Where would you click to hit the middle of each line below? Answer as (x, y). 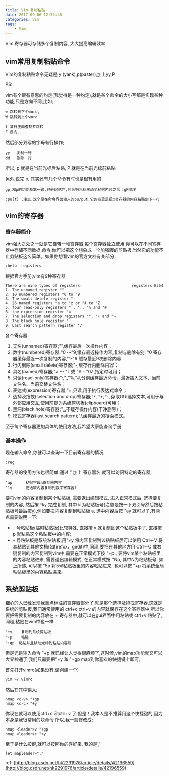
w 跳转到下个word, (23, 112)
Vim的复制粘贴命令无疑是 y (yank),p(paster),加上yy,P (60, 74)
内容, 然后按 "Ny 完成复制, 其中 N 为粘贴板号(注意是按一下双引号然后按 (86, 504)
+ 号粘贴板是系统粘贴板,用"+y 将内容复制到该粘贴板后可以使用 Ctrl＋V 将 (88, 540)
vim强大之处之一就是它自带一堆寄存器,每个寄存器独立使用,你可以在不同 (79, 244)
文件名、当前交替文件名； (39, 384)
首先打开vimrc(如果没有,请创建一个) (42, 670)
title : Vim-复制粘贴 (25, 10)
